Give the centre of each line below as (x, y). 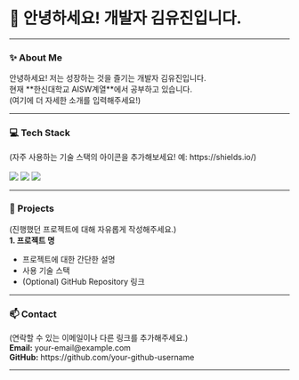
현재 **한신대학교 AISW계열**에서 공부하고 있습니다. (101, 89)
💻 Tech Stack (40, 133)
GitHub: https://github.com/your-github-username (102, 358)
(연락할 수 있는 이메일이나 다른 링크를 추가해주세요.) (99, 338)
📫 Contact (33, 314)
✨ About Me (36, 57)
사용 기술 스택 (46, 270)
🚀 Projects (32, 208)
